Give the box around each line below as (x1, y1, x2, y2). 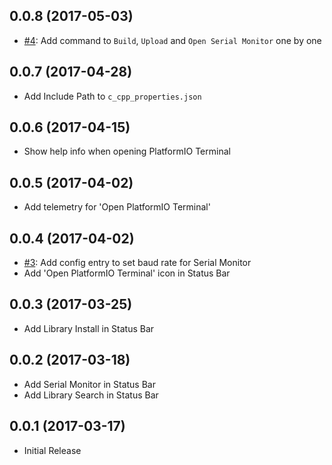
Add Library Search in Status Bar (23, 389, 159, 401)
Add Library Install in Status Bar (23, 322, 155, 334)
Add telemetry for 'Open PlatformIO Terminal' (23, 201, 211, 213)
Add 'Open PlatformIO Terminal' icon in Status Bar (23, 267, 231, 279)
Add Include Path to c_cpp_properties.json (23, 90, 202, 102)
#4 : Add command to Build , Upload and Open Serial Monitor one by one (23, 34, 322, 46)
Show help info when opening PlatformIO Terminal (23, 145, 231, 158)
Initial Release (23, 444, 82, 456)
